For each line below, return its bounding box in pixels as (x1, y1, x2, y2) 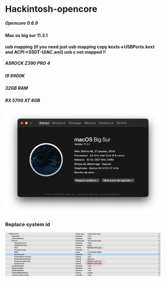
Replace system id (5, 221, 50, 228)
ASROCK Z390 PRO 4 (5, 60, 50, 66)
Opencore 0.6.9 (5, 20, 38, 26)
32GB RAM (5, 85, 28, 91)
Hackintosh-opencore (5, 3, 98, 15)
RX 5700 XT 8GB (5, 98, 41, 104)
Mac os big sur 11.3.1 (5, 33, 48, 38)
